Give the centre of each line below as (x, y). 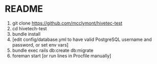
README (24, 9)
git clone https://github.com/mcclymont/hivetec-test (67, 23)
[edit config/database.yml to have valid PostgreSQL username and (82, 39)
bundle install (26, 34)
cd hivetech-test (29, 28)
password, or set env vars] (40, 45)
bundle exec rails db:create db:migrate (53, 50)
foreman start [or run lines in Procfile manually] (62, 56)
